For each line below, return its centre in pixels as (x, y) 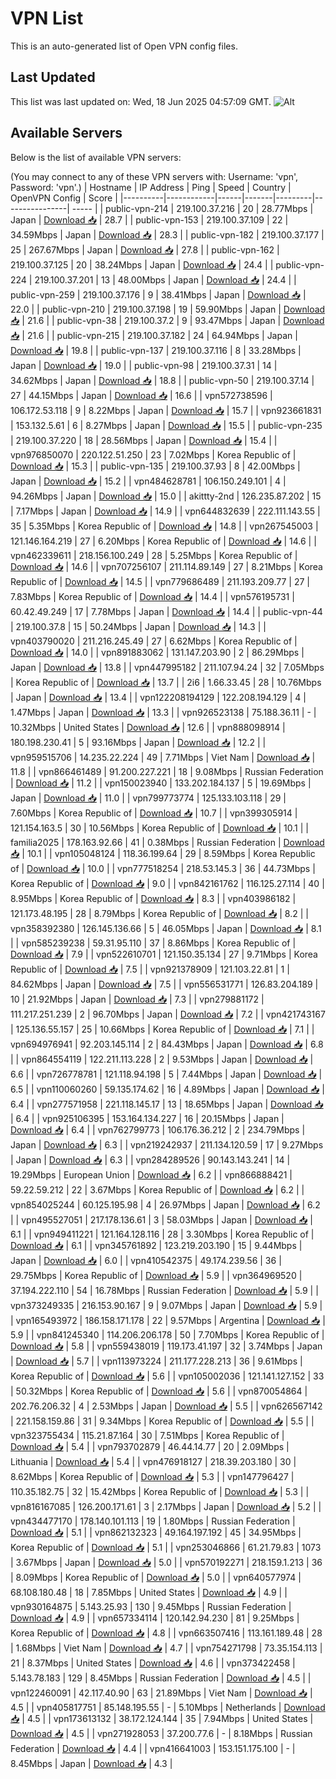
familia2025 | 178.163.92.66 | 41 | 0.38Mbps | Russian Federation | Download (167, 842)
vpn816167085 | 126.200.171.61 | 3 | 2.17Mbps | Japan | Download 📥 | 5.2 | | (166, 1506)
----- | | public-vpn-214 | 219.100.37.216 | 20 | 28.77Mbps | (192, 208)
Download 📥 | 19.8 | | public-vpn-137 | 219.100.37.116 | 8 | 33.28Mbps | (156, 350)
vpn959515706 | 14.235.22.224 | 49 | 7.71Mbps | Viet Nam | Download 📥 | (163, 757)
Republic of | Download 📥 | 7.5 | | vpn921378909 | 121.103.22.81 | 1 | (150, 969)
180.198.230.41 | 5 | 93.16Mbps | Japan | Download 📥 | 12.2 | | (138, 742)
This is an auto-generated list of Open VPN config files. (124, 46)
